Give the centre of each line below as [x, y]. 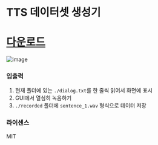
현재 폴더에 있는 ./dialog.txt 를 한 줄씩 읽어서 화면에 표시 [84, 91]
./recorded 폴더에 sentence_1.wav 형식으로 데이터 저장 [81, 106]
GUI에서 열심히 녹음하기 [43, 98]
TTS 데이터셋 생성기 [54, 12]
